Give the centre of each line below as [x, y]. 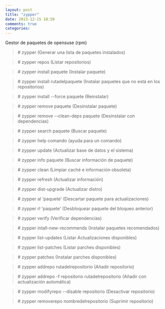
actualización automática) [44, 282]
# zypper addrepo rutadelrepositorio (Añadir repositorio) [76, 267]
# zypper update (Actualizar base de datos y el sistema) [75, 150]
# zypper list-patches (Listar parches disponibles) [69, 247]
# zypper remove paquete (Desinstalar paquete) [67, 106]
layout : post [19, 10]
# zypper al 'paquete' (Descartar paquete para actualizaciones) [83, 199]
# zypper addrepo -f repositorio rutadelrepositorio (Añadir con [82, 276]
